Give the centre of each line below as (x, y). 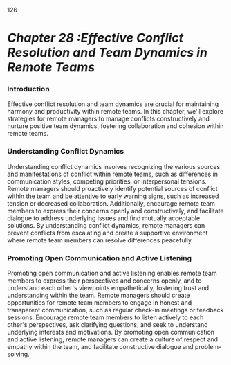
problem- (208, 347)
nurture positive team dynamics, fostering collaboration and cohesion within (115, 126)
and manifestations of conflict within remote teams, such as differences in (113, 174)
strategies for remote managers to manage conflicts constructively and (108, 119)
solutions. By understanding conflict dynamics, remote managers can (106, 225)
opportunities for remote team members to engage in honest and (100, 303)
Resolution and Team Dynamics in (107, 53)
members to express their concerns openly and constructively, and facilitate (115, 211)
